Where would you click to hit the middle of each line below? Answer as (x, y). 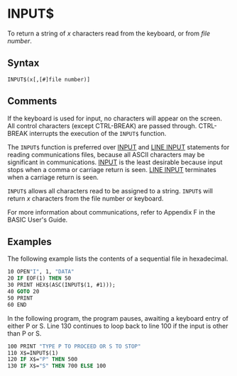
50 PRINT (20, 298)
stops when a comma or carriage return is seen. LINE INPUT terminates (112, 169)
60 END (17, 304)
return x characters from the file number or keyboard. (86, 198)
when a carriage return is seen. (53, 177)
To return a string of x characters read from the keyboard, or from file (109, 33)
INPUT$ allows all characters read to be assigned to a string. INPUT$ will (110, 190)
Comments (32, 101)
